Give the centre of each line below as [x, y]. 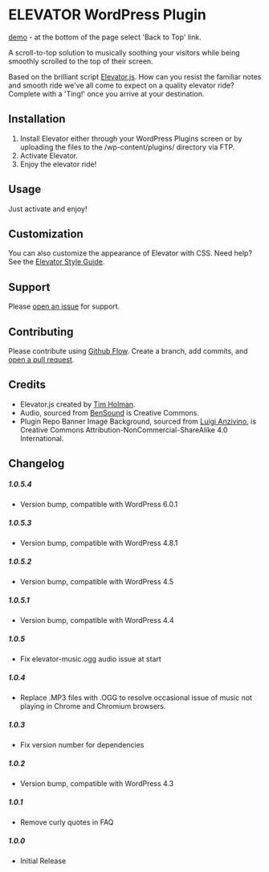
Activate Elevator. [49, 155]
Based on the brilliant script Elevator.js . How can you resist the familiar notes [135, 76]
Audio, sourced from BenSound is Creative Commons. [109, 412]
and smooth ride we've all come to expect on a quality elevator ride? [121, 85]
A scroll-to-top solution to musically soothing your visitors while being [124, 52]
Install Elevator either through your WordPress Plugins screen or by [131, 138]
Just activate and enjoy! [48, 209]
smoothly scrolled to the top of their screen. [81, 61]
